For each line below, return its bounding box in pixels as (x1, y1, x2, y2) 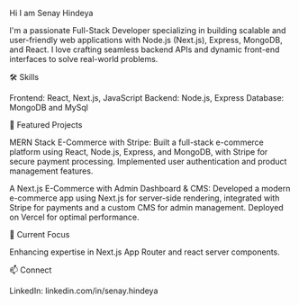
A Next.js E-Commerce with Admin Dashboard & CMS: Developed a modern (9, 184, 291, 193)
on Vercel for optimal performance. (9, 211, 140, 222)
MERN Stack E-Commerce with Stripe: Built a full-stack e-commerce (9, 137, 264, 148)
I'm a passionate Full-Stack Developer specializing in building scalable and (9, 25, 286, 35)
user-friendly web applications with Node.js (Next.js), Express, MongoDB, (9, 35, 283, 45)
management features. (9, 166, 94, 176)
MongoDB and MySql (9, 103, 88, 112)
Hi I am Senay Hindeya (9, 8, 94, 18)
